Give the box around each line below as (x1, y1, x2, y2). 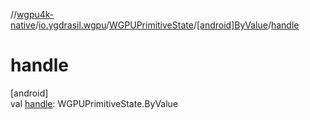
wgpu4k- (16, 9, 55, 20)
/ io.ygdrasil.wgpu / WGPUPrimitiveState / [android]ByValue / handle (34, 19, 300, 31)
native (10, 19, 36, 31)
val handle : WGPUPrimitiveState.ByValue (10, 97, 179, 109)
